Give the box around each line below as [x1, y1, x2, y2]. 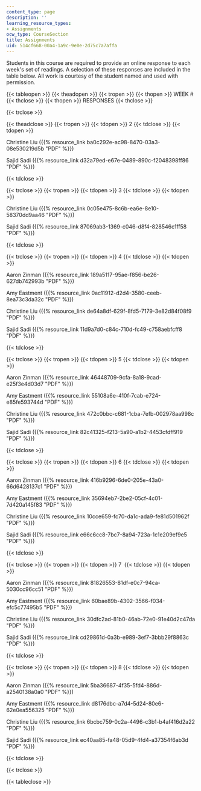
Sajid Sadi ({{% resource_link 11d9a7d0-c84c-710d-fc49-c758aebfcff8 [6, 325, 182, 333]
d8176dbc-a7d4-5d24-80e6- [91, 699, 164, 707]
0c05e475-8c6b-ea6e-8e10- [86, 204, 159, 212]
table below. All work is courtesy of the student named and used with [6, 72, 178, 79]
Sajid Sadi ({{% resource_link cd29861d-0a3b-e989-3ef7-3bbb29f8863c [6, 633, 189, 641]
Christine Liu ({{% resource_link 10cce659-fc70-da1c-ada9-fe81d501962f [6, 513, 190, 520]
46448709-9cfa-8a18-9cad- [90, 373, 162, 381]
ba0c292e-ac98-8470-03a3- [86, 138, 161, 145]
